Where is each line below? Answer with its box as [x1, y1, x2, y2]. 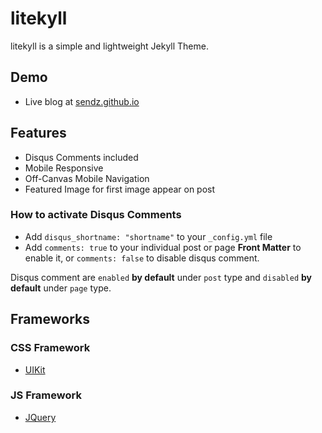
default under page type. [10, 282, 112, 294]
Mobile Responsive [24, 162, 104, 174]
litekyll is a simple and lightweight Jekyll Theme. [10, 40, 209, 52]
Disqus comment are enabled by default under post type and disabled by [10, 271, 313, 283]
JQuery [24, 411, 57, 423]
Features [10, 125, 67, 142]
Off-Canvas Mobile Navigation [24, 172, 150, 184]
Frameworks [10, 311, 91, 328]
